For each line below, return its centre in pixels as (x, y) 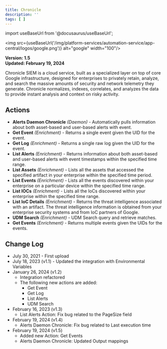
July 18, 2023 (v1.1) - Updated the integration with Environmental (79, 261)
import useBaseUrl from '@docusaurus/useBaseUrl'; (59, 33)
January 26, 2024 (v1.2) (37, 272)
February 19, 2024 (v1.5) (37, 330)
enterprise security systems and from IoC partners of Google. (76, 212)
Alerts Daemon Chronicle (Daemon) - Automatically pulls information (84, 122)
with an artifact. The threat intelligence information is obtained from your (87, 207)
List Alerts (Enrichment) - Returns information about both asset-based (85, 154)
